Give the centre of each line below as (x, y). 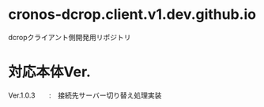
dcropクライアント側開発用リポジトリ (70, 37)
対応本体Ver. (49, 72)
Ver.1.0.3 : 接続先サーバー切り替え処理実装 (85, 95)
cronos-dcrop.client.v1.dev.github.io (132, 15)
